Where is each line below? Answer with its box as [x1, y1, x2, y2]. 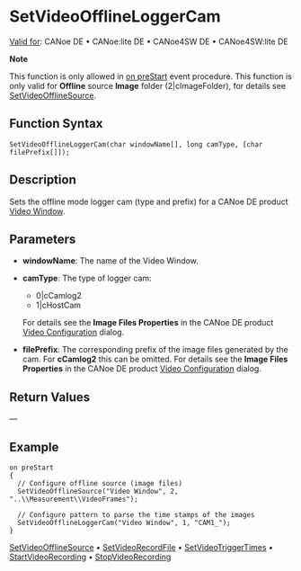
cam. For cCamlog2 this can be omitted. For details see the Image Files [22, 353, 288, 365]
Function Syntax [9, 116, 103, 131]
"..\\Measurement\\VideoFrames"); [9, 495, 139, 504]
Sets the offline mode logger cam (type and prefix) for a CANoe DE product [9, 196, 288, 207]
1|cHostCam [35, 299, 82, 311]
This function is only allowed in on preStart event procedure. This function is [9, 70, 292, 82]
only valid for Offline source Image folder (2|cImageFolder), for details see [9, 80, 286, 91]
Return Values [9, 389, 91, 405]
